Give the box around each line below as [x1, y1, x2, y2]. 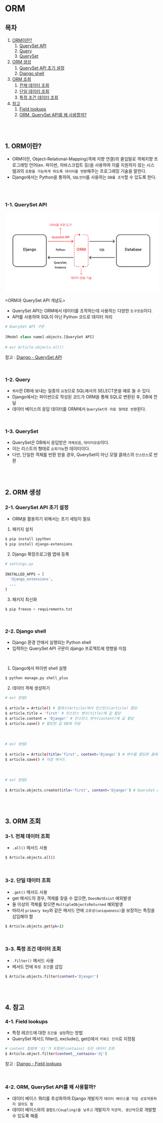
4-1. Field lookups [5, 1018, 48, 1025]
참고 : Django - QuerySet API [5, 354, 62, 360]
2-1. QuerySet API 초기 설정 [5, 504, 69, 511]
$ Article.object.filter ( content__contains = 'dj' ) [5, 1051, 108, 1056]
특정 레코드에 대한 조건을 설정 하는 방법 [12, 1030, 83, 1036]
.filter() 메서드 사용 [12, 957, 54, 963]
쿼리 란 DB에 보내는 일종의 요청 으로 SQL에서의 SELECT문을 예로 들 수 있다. [12, 388, 151, 394]
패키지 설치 [12, 526, 33, 532]
